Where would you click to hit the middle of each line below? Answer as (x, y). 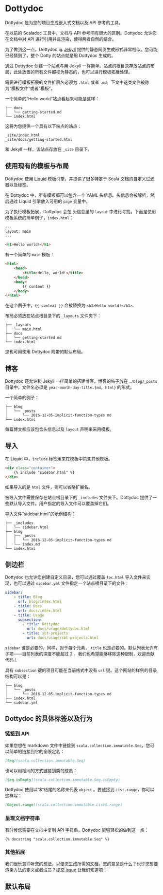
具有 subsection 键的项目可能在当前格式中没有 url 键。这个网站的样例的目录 (81, 670)
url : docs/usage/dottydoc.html (58, 629)
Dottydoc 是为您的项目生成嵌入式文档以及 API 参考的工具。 (64, 22)
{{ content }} (37, 286)
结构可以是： (18, 676)
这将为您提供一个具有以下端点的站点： (43, 126)
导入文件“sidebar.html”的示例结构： (41, 514)
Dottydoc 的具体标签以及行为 (49, 719)
